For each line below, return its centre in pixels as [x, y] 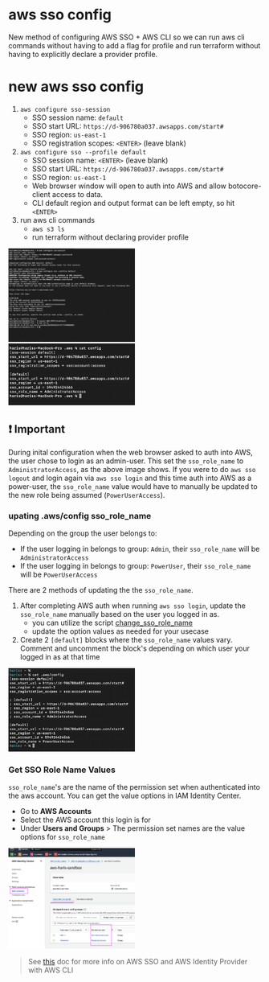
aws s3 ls [49, 229]
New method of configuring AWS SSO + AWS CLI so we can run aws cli [126, 37]
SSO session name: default [78, 117]
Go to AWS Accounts [56, 811]
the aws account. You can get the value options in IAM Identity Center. [125, 796]
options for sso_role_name [63, 837]
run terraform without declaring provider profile [110, 237]
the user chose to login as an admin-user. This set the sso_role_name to [126, 461]
